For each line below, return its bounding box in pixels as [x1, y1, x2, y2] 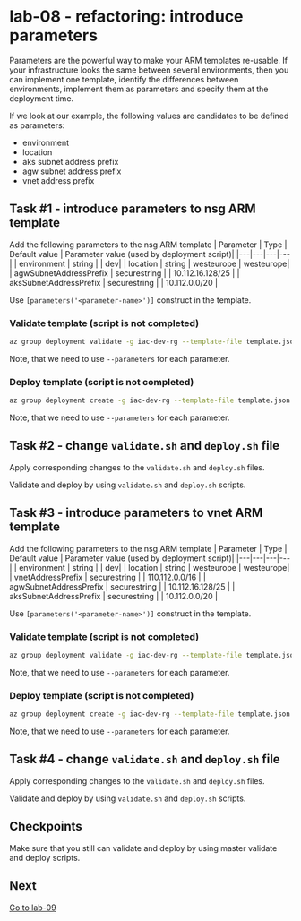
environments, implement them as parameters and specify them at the [9, 83, 269, 94]
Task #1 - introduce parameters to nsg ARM [9, 202, 257, 217]
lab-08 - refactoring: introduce [9, 6, 244, 27]
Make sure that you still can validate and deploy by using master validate [9, 842, 278, 853]
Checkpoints [9, 819, 82, 834]
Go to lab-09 [9, 902, 56, 913]
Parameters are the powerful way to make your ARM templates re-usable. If [9, 55, 288, 65]
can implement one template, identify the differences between [9, 73, 239, 84]
